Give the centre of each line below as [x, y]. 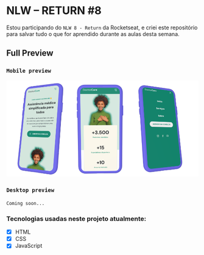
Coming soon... [26, 203]
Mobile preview [29, 71]
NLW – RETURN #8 [54, 11]
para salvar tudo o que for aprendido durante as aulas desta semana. [93, 34]
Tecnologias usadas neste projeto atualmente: [76, 218]
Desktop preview [30, 190]
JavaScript [29, 246]
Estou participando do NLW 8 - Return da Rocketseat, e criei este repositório [102, 27]
